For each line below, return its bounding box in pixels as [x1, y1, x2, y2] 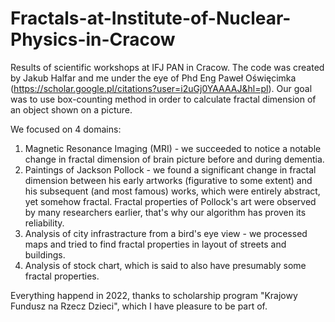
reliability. [24, 217, 65, 229]
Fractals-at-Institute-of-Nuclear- [10, 7, 292, 30]
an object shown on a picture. [10, 103, 133, 116]
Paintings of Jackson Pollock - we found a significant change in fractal [24, 163, 317, 176]
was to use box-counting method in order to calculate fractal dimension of [10, 93, 317, 105]
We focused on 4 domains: [10, 123, 122, 135]
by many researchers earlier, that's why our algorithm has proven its [24, 206, 307, 218]
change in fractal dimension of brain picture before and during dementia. [24, 153, 325, 165]
